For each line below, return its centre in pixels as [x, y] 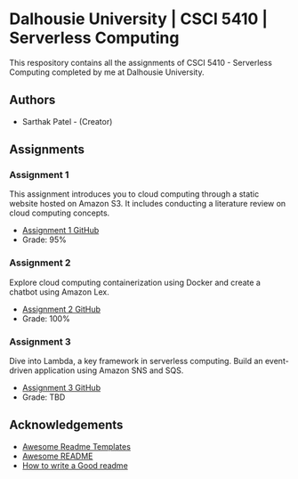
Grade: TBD [44, 397]
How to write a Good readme [75, 465]
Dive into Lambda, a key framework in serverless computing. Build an [137, 361]
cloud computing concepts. [60, 213]
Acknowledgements [66, 425]
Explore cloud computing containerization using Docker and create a [135, 282]
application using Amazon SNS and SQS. [109, 370]
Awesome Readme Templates [77, 446]
